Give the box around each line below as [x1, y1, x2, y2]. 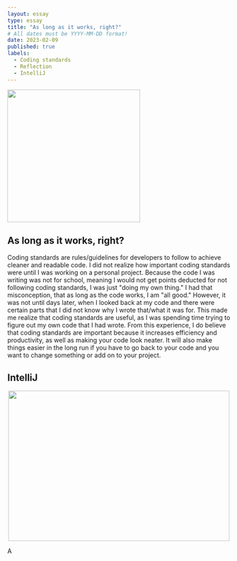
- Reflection [13, 63, 52, 70]
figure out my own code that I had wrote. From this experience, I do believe [7, 321, 226, 330]
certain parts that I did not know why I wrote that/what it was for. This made [7, 306, 228, 315]
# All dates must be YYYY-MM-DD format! [7, 30, 129, 37]
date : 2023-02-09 [7, 37, 59, 44]
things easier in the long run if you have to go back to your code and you [7, 344, 219, 352]
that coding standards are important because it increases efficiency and [7, 328, 217, 337]
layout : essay [7, 10, 50, 18]
